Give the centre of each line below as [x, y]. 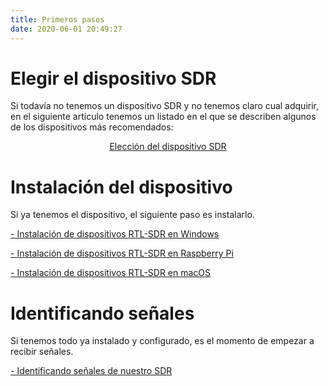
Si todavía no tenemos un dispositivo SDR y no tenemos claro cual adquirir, [165, 106]
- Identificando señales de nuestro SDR [91, 371]
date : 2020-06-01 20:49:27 [66, 29]
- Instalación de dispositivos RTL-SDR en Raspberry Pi [122, 253]
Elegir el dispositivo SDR [113, 78]
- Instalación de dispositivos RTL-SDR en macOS [111, 273]
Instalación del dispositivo [121, 187]
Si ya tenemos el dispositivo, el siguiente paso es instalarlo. [132, 215]
